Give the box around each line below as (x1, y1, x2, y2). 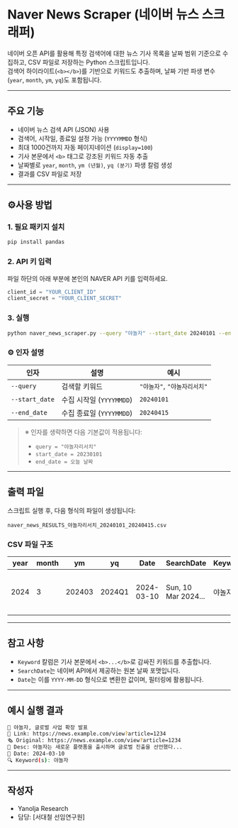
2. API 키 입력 (7, 257, 52, 267)
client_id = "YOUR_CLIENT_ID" (7, 288, 97, 295)
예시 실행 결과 (7, 705, 64, 717)
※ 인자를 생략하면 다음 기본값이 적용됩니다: (24, 427, 143, 436)
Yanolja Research (17, 804, 69, 812)
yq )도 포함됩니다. (55, 75, 102, 84)
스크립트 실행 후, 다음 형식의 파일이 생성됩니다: (7, 506, 136, 514)
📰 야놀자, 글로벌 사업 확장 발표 (7, 724, 89, 731)
